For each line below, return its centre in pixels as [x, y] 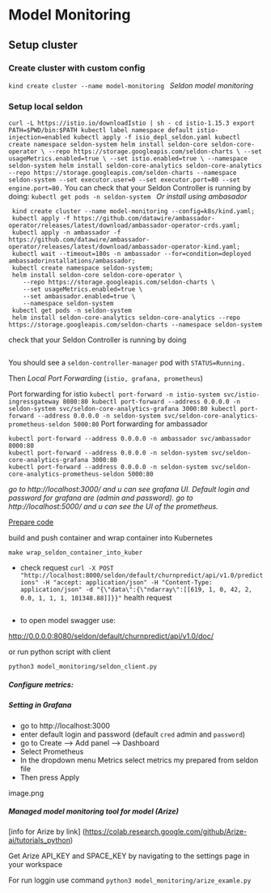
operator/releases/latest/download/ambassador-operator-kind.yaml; [125, 247]
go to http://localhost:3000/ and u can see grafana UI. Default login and [129, 489]
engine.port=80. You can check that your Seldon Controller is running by [130, 188]
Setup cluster [43, 45]
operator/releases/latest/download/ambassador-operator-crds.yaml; [125, 226]
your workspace [36, 865]
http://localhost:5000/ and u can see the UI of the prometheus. [113, 506]
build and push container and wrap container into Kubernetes [110, 538]
